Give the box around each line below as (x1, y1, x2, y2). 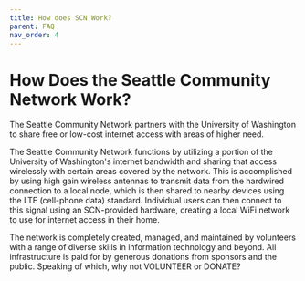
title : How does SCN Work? (9, 13, 112, 23)
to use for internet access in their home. (9, 214, 160, 225)
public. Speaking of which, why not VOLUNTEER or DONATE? (9, 261, 241, 272)
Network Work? (9, 88, 131, 109)
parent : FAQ (9, 22, 55, 31)
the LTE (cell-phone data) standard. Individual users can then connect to (9, 195, 282, 206)
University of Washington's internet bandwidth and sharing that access (9, 156, 277, 167)
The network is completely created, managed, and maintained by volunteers (9, 232, 297, 243)
